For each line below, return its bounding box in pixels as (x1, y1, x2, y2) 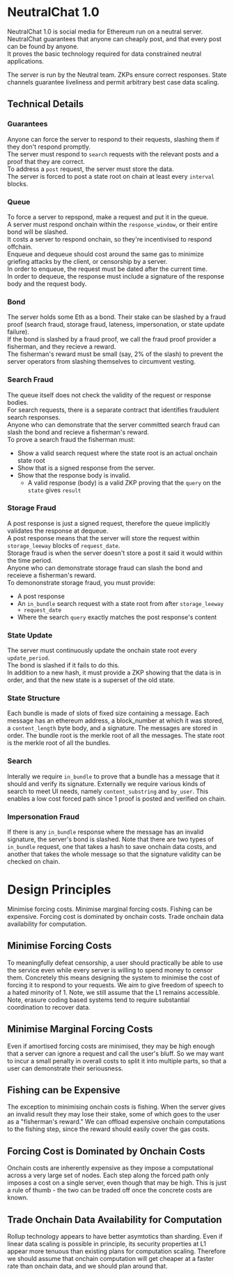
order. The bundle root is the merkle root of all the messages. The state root (7, 731, 225, 740)
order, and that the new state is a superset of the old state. (7, 676, 175, 684)
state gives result (27, 486, 81, 494)
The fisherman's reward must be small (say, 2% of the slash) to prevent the (7, 350, 224, 358)
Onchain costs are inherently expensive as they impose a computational (7, 1164, 214, 1172)
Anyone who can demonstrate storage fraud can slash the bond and (7, 563, 203, 572)
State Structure (7, 693, 61, 703)
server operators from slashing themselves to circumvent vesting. (7, 357, 196, 366)
